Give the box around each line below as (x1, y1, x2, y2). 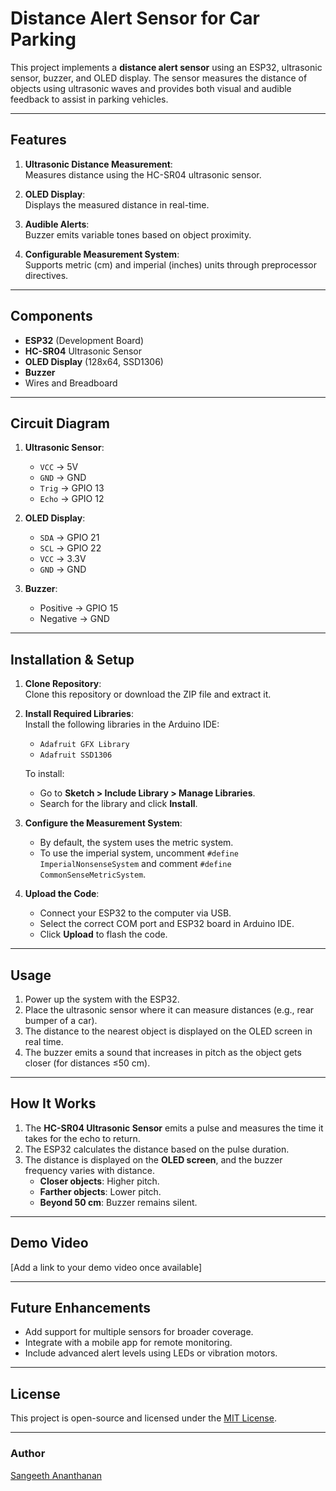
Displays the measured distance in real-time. (24, 198, 210, 211)
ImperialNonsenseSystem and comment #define (39, 858, 232, 870)
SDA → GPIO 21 (39, 532, 100, 544)
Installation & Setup (10, 651, 135, 668)
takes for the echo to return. (24, 1132, 141, 1144)
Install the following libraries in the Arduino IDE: (24, 718, 220, 731)
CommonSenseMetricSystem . (39, 868, 147, 881)
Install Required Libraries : (24, 708, 135, 720)
